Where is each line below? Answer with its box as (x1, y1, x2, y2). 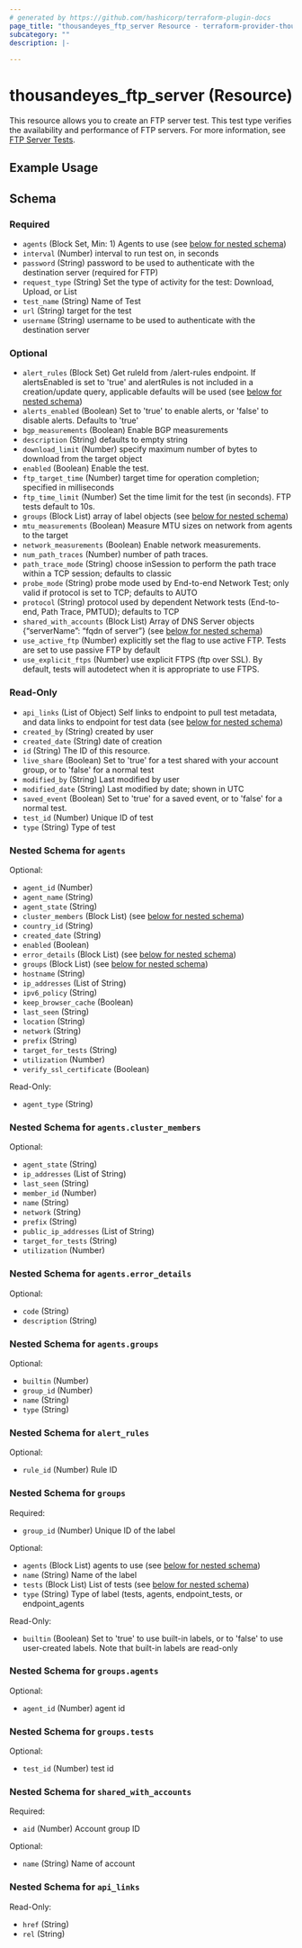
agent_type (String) (22, 1099, 93, 1110)
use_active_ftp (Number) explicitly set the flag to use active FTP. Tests (22, 636, 287, 646)
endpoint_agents (22, 1598, 85, 1609)
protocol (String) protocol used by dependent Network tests (22, 597, 246, 608)
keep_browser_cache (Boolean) (22, 997, 134, 1008)
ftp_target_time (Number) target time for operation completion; (22, 473, 260, 483)
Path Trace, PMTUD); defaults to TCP (40, 607, 180, 618)
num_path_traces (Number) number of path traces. (22, 549, 209, 560)
